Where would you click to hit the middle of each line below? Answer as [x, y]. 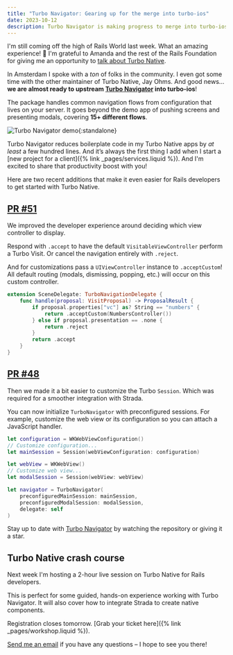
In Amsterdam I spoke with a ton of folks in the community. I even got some [115, 74]
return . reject [66, 326]
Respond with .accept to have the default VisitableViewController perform [115, 246]
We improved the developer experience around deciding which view [105, 225]
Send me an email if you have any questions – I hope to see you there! [107, 645]
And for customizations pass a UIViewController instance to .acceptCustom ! [115, 267]
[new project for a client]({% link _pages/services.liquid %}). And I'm [105, 159]
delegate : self [42, 509]
